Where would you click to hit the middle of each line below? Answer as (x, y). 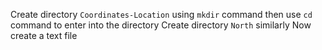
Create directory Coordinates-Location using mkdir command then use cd (161, 14)
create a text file (44, 35)
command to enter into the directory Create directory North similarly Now (161, 25)
